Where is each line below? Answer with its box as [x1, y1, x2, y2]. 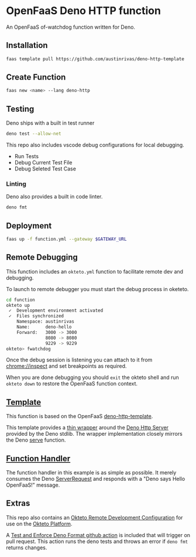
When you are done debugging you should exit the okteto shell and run [6, 374, 180, 381]
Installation [6, 40, 48, 50]
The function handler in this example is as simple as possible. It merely [6, 469, 177, 476]
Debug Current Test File [14, 159, 73, 166]
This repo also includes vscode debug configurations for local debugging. [6, 142, 184, 148]
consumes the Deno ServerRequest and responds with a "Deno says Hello [6, 476, 185, 483]
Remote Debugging [6, 252, 78, 262]
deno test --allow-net [6, 131, 61, 137]
